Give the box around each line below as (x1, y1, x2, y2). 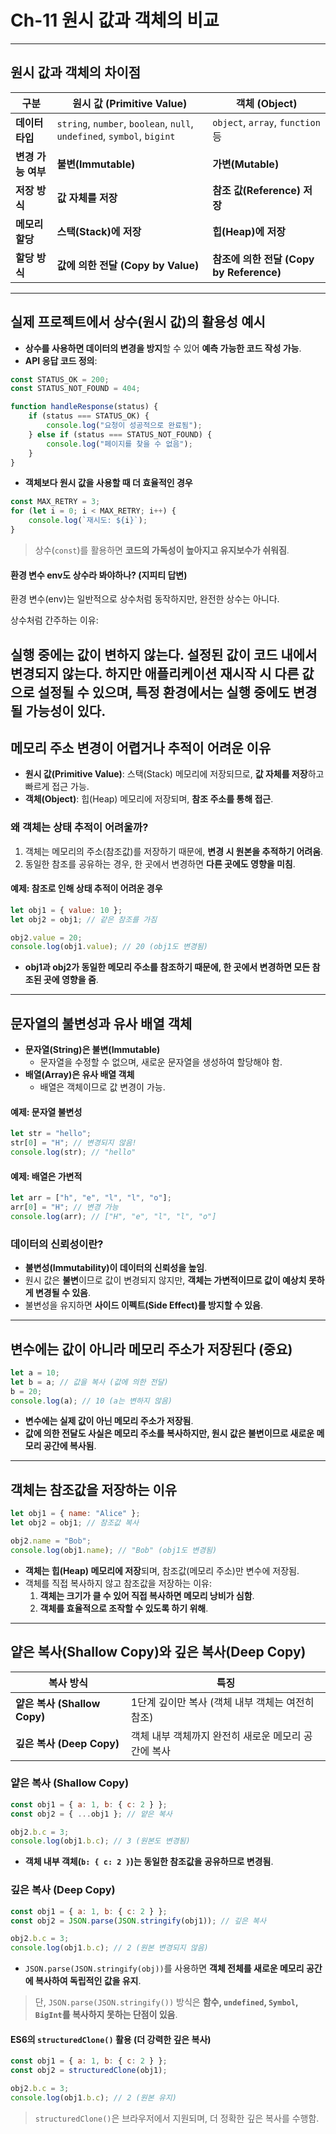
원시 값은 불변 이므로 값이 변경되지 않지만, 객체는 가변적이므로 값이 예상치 (24, 1274, 307, 1286)
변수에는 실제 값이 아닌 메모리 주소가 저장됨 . (24, 1415, 194, 1427)
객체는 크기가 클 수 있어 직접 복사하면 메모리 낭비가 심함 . (39, 1589, 255, 1601)
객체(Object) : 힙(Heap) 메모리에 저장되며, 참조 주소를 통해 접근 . (24, 793, 274, 805)
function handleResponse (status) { (10, 402, 159, 412)
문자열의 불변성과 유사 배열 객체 (10, 1015, 193, 1032)
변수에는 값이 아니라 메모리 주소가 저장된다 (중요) (10, 1341, 293, 1358)
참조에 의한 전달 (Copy (212, 252, 315, 266)
